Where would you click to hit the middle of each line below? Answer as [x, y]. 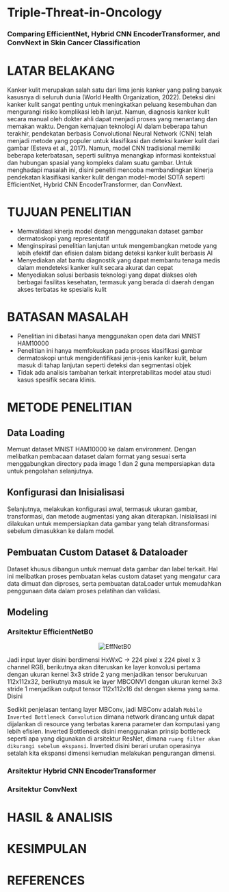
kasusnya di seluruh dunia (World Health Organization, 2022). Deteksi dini [111, 97]
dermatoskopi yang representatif [63, 238]
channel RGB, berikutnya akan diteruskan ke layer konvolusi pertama [104, 667]
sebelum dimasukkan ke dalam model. [61, 531]
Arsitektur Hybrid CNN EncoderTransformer [82, 771]
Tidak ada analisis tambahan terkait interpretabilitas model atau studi [114, 372]
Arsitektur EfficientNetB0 [50, 632]
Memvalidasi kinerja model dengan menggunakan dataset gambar [110, 231]
